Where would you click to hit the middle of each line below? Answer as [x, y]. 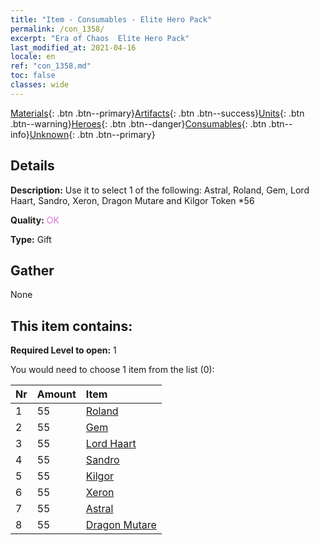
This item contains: [71, 326]
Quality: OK [35, 220]
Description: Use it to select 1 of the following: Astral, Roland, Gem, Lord [160, 190]
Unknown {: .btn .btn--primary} [92, 134]
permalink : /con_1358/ [57, 29]
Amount [56, 394]
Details [32, 166]
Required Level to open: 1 [63, 350]
